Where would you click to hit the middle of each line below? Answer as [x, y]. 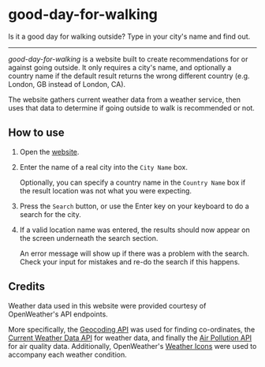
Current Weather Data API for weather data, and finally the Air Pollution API [130, 338]
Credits [27, 287]
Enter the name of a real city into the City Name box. [103, 167]
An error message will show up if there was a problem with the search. [134, 253]
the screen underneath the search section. [89, 238]
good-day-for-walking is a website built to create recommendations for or [128, 59]
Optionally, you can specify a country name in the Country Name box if [132, 182]
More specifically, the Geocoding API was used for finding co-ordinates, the [132, 329]
